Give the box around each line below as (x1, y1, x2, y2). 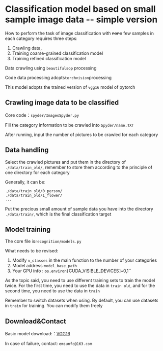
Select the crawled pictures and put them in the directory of (5, 159, 126, 165)
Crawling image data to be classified (5, 99, 119, 107)
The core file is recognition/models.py (5, 238, 82, 245)
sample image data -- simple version (5, 14, 158, 25)
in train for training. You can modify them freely (5, 303, 103, 309)
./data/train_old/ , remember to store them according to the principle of (5, 164, 153, 170)
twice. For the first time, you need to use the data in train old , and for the (5, 282, 155, 289)
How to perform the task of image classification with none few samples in (5, 30, 154, 36)
